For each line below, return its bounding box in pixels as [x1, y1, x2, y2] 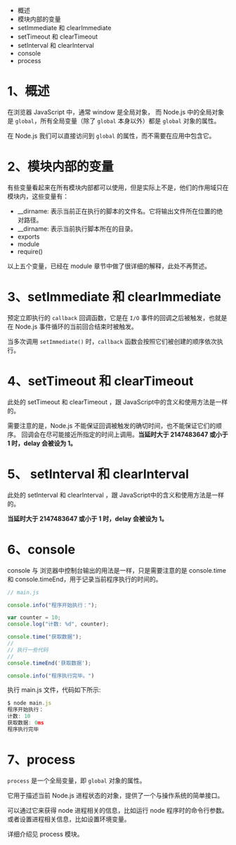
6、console [7, 541, 76, 557]
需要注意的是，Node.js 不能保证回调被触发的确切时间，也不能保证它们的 [7, 421, 216, 430]
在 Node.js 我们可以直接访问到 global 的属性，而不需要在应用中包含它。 [7, 131, 216, 140]
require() [17, 247, 44, 255]
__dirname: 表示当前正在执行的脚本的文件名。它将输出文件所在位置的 [17, 206, 217, 215]
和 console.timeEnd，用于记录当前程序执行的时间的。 [7, 575, 162, 583]
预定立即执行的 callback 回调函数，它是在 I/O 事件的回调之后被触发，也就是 [7, 313, 228, 321]
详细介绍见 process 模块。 [7, 830, 84, 838]
